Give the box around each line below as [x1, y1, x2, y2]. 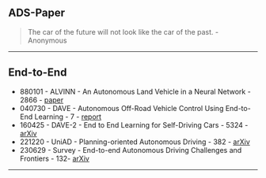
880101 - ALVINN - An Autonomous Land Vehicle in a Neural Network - [19, 87, 251, 96]
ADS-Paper [8, 6, 66, 20]
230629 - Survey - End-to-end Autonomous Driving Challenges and [19, 145, 242, 154]
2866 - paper [19, 95, 64, 105]
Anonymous [27, 35, 67, 45]
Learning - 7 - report [34, 112, 101, 121]
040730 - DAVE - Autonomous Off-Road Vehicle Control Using [19, 103, 224, 113]
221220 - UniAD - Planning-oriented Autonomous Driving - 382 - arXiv [19, 137, 251, 146]
